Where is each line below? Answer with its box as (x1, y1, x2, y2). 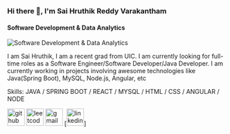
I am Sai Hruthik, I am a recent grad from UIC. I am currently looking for (7, 52, 211, 61)
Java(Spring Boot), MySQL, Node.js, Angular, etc (7, 74, 147, 82)
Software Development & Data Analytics (7, 23, 125, 32)
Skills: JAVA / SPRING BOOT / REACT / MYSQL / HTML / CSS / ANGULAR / (7, 88, 220, 96)
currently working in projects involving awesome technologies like (7, 67, 196, 75)
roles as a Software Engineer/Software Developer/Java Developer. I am (21, 59, 224, 68)
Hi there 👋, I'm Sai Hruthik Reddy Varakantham (7, 6, 167, 16)
